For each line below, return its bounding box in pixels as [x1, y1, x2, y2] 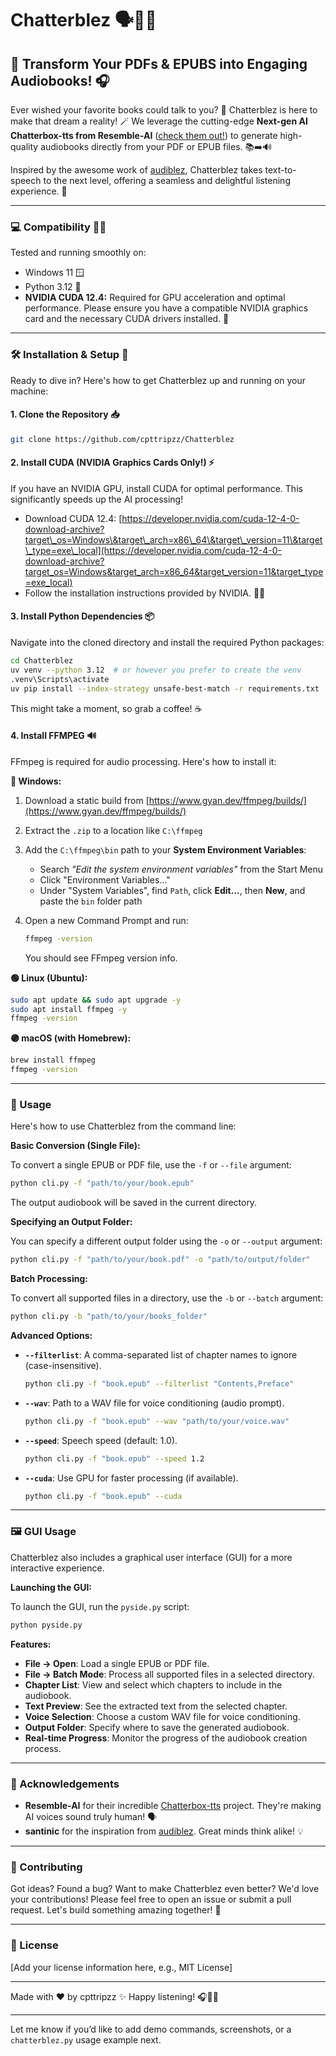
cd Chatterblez [10, 656, 74, 666]
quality [10, 141, 39, 152]
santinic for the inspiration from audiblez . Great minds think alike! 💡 [24, 1825, 304, 1837]
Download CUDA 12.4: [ [24, 512, 123, 524]
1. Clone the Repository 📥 [10, 408, 120, 421]
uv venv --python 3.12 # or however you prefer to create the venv [10, 665, 302, 675]
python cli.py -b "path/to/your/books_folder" [10, 1312, 208, 1322]
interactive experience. [10, 1562, 105, 1574]
